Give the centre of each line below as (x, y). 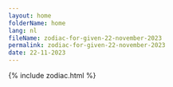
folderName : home (37, 23)
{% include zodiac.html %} (52, 75)
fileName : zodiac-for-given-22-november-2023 (85, 38)
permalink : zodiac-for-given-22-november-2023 (87, 45)
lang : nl (23, 30)
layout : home (30, 16)
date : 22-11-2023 (37, 53)
